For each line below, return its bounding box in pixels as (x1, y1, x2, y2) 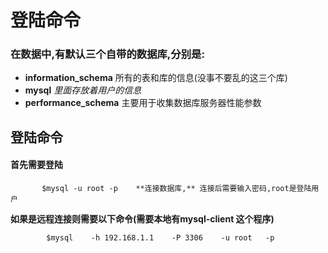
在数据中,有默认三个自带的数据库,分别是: (10, 47, 205, 61)
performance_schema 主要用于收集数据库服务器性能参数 (24, 97, 262, 109)
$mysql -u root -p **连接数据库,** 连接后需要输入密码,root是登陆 (41, 184, 312, 194)
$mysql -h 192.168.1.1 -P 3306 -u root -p (46, 233, 275, 243)
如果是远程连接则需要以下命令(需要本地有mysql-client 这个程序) (10, 213, 275, 225)
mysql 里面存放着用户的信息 (24, 84, 142, 96)
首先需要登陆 (10, 159, 63, 171)
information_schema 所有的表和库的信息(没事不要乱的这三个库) (24, 72, 288, 84)
